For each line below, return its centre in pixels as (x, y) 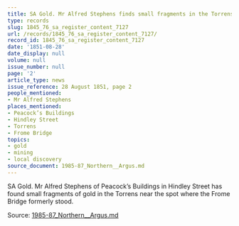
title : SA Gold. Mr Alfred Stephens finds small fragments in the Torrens (121, 14)
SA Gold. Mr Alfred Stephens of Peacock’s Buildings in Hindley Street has (115, 186)
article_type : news (36, 80)
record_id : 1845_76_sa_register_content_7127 (76, 41)
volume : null (27, 60)
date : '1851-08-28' (36, 47)
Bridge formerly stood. (41, 201)
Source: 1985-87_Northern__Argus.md (63, 215)
